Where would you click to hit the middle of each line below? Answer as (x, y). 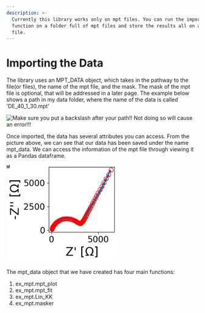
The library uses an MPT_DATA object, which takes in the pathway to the (98, 80)
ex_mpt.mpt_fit (34, 290)
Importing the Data (55, 63)
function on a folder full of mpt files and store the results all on (103, 26)
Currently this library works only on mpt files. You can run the (98, 19)
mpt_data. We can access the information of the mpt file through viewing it (100, 149)
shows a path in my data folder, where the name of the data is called (92, 100)
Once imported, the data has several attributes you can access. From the (98, 136)
